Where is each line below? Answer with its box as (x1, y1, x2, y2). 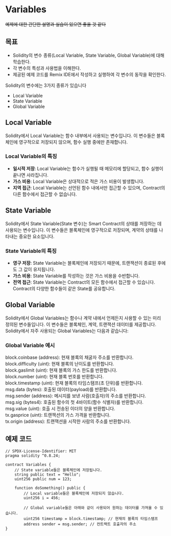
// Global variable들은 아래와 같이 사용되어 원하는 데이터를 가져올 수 (23, 505, 158, 510)
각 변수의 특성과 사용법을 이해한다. (12, 65, 81, 71)
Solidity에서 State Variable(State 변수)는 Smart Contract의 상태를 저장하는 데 (5, 220, 162, 226)
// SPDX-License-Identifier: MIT (5, 448, 77, 454)
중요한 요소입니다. (18, 233, 55, 239)
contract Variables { (5, 462, 52, 467)
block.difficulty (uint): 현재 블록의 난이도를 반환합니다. (5, 361, 114, 367)
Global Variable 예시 (5, 341, 55, 349)
